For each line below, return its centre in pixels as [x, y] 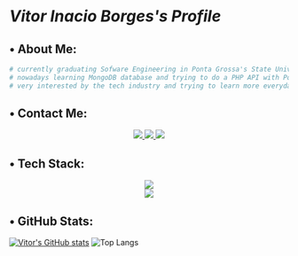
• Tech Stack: [47, 163]
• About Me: [43, 49]
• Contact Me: [48, 114]
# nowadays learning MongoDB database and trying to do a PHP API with [144, 77]
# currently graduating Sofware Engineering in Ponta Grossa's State [141, 69]
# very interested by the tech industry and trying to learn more [134, 86]
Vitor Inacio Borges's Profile [115, 16]
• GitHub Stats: [51, 221]
